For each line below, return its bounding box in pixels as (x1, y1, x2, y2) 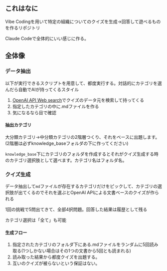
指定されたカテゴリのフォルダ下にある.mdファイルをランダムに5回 (12, 241, 150, 247)
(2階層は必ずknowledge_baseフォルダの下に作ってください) (5, 140, 129, 146)
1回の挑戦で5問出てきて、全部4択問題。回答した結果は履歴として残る (5, 206, 148, 212)
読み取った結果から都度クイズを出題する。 (12, 254, 100, 260)
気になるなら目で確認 (12, 109, 56, 116)
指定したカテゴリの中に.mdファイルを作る (12, 103, 99, 109)
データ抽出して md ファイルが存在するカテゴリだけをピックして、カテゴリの (5, 183, 158, 189)
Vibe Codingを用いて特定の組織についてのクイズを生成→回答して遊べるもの (5, 19, 161, 25)
